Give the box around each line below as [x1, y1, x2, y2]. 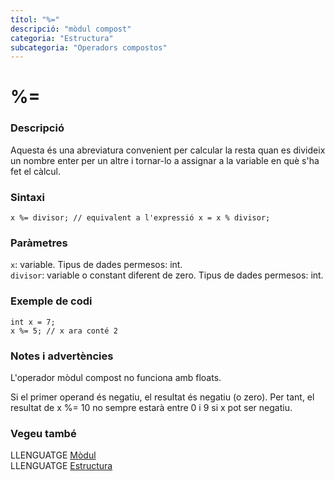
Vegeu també [10, 426, 77, 440]
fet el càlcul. [10, 165, 62, 177]
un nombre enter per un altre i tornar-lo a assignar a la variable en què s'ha [10, 154, 320, 166]
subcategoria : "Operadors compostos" [10, 42, 168, 53]
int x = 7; [10, 317, 56, 327]
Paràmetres [10, 236, 68, 250]
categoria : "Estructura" [10, 33, 114, 43]
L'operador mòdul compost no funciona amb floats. [10, 371, 222, 383]
